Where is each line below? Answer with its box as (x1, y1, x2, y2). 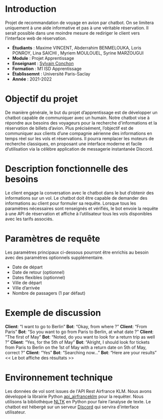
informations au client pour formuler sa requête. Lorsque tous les (5, 200, 136, 206)
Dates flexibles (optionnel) (12, 274, 66, 280)
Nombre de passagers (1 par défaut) (12, 290, 86, 296)
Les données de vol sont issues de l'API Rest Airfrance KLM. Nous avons (5, 388, 152, 394)
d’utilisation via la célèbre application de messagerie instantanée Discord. (5, 146, 153, 152)
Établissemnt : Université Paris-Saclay (12, 71, 91, 77)
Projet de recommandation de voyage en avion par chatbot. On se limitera (5, 20, 154, 26)
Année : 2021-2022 (12, 76, 52, 82)
